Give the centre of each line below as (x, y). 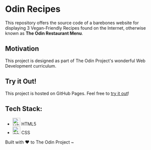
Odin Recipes (33, 9)
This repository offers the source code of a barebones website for (72, 23)
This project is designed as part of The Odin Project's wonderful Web (75, 61)
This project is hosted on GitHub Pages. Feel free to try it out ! (67, 93)
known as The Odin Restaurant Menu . (44, 33)
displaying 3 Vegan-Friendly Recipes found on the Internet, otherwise (75, 28)
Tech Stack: (24, 109)
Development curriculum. (31, 66)
